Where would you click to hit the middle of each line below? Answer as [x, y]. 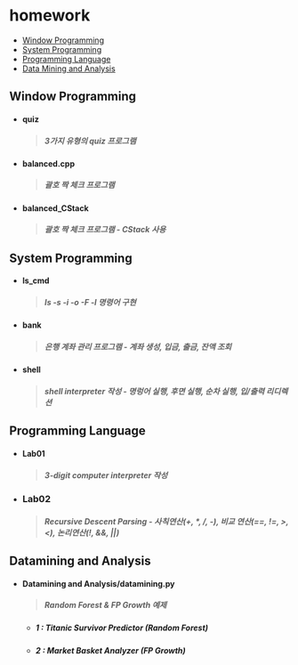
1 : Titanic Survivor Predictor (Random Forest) [122, 628]
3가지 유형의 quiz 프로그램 [90, 141]
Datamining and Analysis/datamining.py [98, 583]
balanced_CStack [55, 208]
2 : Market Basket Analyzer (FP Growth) [111, 650]
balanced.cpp [48, 163]
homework [50, 16]
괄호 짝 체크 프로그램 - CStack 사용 [105, 230]
